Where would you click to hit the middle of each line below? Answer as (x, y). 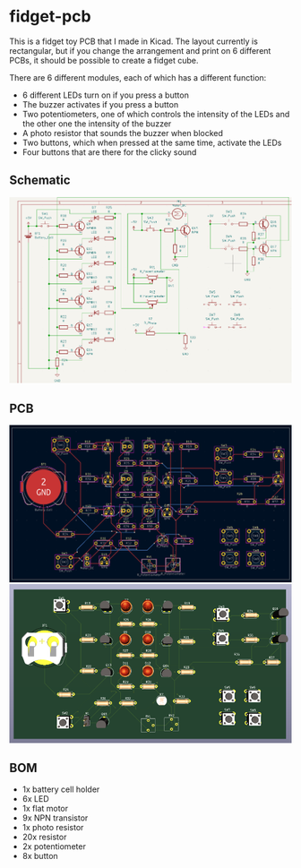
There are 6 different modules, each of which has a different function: (138, 77)
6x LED (35, 799)
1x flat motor (45, 809)
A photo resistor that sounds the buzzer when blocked (123, 133)
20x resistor (44, 837)
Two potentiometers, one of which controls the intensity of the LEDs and (156, 114)
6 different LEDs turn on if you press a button (106, 95)
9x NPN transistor (55, 818)
